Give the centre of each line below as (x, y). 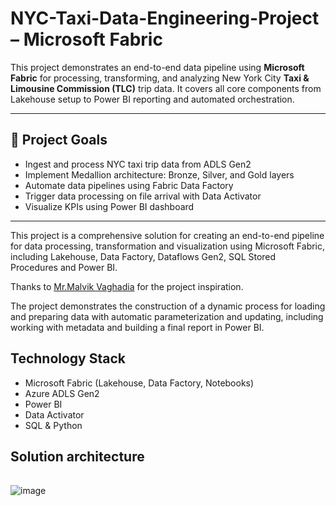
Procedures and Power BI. (64, 267)
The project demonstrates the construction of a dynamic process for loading (168, 306)
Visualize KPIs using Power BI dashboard (109, 206)
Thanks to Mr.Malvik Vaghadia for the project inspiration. (127, 286)
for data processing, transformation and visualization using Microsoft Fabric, (168, 246)
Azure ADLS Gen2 (62, 393)
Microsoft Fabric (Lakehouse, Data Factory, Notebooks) (139, 383)
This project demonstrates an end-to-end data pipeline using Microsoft (157, 67)
